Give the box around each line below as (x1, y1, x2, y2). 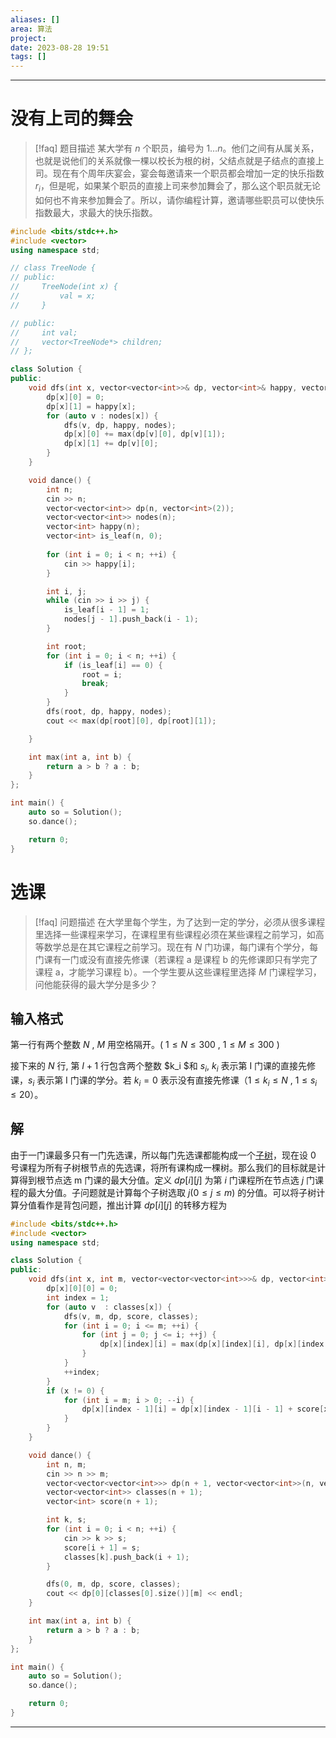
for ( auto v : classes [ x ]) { (46, 1302, 172, 1312)
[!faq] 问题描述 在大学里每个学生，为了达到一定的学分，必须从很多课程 (34, 916, 326, 928)
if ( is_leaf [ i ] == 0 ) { (63, 660, 163, 670)
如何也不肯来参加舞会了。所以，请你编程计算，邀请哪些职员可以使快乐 (34, 194, 325, 206)
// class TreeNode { (10, 263, 97, 273)
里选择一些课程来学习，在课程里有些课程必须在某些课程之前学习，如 (34, 928, 316, 940)
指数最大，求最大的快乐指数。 (34, 206, 158, 218)
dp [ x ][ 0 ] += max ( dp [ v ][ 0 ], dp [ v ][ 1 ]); (63, 429, 226, 440)
